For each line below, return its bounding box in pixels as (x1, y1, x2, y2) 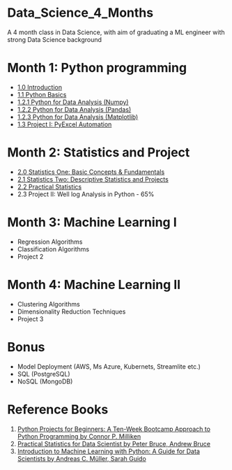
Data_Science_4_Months (7, 5, 154, 21)
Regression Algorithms (17, 237, 83, 246)
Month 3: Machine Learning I (7, 214, 177, 230)
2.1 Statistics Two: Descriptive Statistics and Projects (17, 175, 169, 183)
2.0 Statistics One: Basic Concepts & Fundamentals (17, 168, 165, 176)
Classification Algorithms (17, 244, 89, 253)
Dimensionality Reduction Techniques (17, 307, 126, 316)
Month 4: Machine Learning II (7, 277, 181, 293)
